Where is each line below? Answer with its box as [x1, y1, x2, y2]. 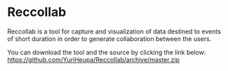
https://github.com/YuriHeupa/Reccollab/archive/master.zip [7, 55, 180, 63]
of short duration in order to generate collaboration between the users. [7, 34, 212, 42]
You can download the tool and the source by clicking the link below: [7, 48, 206, 56]
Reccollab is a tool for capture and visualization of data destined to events [7, 27, 221, 35]
